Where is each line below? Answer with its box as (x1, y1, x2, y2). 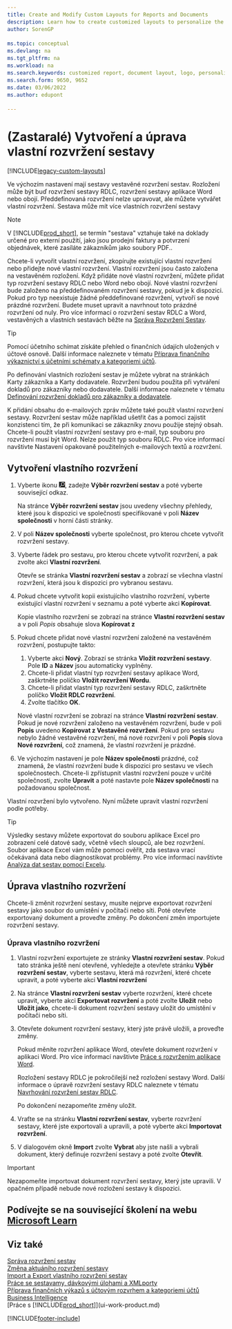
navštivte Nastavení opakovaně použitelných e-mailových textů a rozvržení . (7, 443, 222, 451)
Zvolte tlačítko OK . (27, 698, 81, 706)
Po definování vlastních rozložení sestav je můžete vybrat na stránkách (7, 370, 209, 379)
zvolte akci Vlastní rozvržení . (17, 557, 101, 566)
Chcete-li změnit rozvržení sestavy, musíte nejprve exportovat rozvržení (7, 899, 213, 907)
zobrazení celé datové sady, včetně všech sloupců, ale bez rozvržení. (7, 838, 206, 846)
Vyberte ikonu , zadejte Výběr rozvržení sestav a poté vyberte (17, 481, 203, 489)
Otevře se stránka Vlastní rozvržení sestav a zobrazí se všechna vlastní (17, 571, 223, 580)
